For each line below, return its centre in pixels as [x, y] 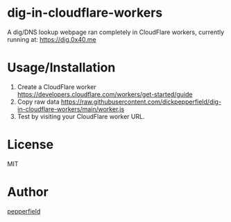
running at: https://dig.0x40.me [52, 39]
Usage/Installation [61, 68]
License [31, 145]
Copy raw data [38, 102]
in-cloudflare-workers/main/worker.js [71, 109]
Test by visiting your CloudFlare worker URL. [81, 116]
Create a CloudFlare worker [57, 87]
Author [28, 192]
